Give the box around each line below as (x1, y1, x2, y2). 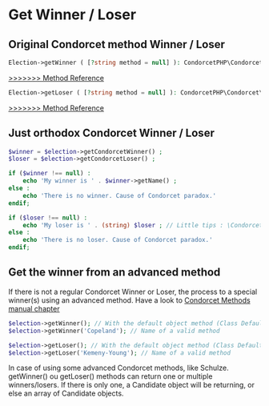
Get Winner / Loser (8, 6, 137, 24)
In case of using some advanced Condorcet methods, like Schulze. (8, 363, 230, 373)
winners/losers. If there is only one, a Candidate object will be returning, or (8, 380, 255, 390)
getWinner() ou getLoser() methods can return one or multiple (8, 372, 213, 381)
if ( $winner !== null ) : (8, 170, 91, 178)
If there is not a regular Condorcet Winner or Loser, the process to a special (8, 287, 258, 296)
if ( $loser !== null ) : (8, 214, 88, 222)
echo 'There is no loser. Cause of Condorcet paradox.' (22, 236, 214, 244)
